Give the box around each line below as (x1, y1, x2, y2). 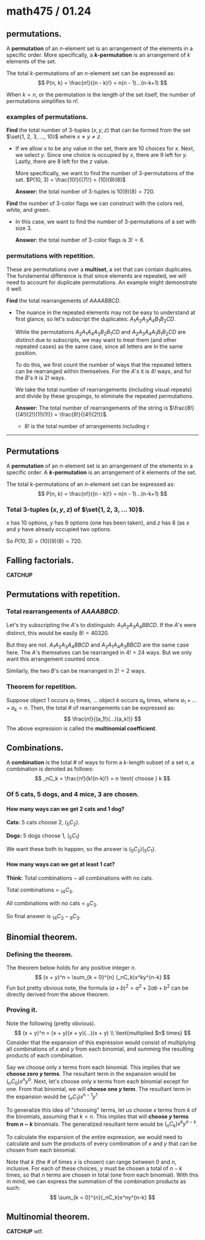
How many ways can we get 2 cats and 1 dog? (6, 805, 125, 813)
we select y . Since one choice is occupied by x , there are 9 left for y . (15, 151, 188, 159)
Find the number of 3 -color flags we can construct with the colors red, (6, 200, 184, 207)
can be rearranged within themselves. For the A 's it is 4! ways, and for (15, 368, 192, 375)
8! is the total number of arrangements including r (24, 422, 149, 430)
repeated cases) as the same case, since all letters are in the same (15, 343, 183, 350)
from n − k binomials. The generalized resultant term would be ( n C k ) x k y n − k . (6, 1119, 198, 1129)
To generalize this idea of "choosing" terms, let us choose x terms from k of (6, 1106, 197, 1114)
